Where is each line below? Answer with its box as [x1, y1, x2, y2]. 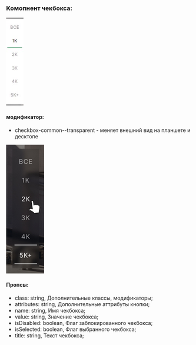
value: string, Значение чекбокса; [14, 313, 99, 320]
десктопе [14, 132, 39, 140]
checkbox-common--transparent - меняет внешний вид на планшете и [14, 127, 191, 134]
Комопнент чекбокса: [6, 4, 72, 12]
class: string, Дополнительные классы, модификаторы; [14, 294, 153, 301]
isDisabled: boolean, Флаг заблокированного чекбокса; [14, 319, 153, 326]
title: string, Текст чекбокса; [14, 331, 84, 339]
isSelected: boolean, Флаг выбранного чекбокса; [14, 326, 137, 333]
